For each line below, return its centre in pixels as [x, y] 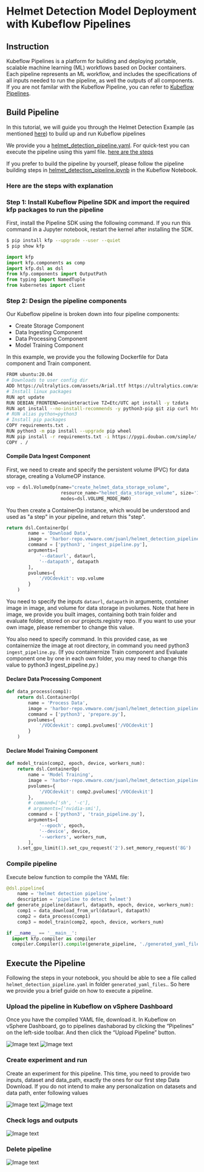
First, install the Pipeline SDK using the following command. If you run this [99, 223]
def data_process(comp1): [39, 692]
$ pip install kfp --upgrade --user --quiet [63, 241]
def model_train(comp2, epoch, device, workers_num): [76, 764]
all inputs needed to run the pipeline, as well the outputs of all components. [100, 81]
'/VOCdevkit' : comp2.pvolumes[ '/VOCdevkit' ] [96, 792]
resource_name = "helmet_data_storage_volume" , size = [127, 493]
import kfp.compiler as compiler [54, 939]
